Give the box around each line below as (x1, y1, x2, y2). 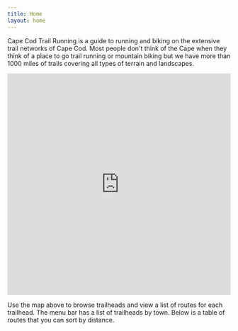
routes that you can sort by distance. (7, 315, 115, 324)
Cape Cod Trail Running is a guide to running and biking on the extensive (7, 36, 220, 45)
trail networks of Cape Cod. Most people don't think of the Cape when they (7, 44, 227, 52)
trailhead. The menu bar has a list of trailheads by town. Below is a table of (7, 308, 225, 316)
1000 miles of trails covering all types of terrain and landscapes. (7, 59, 195, 67)
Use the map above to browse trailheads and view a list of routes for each (7, 301, 223, 309)
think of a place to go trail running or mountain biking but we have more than (7, 51, 231, 60)
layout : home (7, 17, 46, 24)
